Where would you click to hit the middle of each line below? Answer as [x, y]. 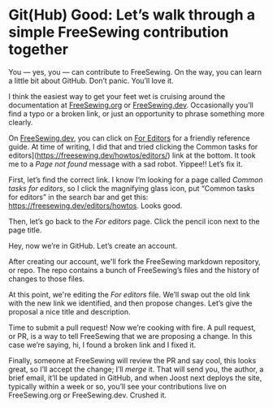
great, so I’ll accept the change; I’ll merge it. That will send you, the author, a [136, 369]
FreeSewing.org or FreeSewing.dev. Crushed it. [88, 395]
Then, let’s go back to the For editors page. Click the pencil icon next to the [134, 221]
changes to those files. [47, 279]
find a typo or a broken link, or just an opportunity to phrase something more [136, 113]
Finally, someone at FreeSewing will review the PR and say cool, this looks [132, 360]
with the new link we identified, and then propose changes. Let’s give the [130, 303]
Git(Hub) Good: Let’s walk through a [132, 15]
